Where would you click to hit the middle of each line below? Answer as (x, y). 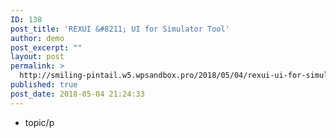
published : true (44, 85)
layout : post (37, 57)
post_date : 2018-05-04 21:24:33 (77, 94)
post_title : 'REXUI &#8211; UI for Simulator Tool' (120, 29)
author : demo (37, 38)
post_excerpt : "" (46, 47)
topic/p (39, 122)
